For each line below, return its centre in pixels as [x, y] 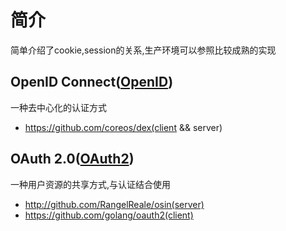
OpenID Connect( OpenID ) [92, 82]
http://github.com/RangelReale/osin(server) [114, 204]
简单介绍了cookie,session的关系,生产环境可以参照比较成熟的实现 [143, 50]
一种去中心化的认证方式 [58, 107]
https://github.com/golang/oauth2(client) [109, 215]
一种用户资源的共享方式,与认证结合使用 [91, 184]
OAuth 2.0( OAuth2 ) [72, 159]
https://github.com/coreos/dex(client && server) [123, 127]
